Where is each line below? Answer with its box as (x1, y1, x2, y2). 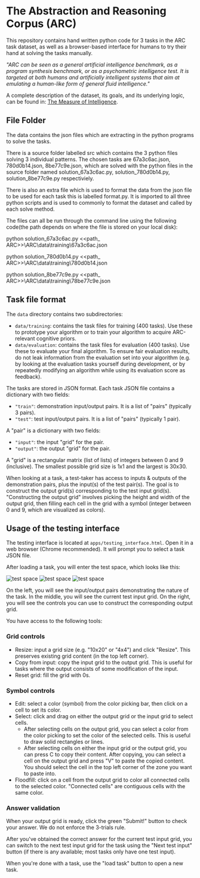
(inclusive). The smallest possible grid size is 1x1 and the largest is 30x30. (6, 463, 187, 470)
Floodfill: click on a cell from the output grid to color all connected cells (14, 776, 190, 783)
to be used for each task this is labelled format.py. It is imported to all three (6, 193, 190, 200)
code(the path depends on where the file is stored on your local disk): (6, 223, 178, 230)
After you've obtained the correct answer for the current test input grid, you (6, 836, 192, 843)
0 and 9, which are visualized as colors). (6, 506, 106, 513)
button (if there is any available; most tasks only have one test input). (6, 848, 176, 855)
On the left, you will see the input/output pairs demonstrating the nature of (6, 587, 189, 594)
